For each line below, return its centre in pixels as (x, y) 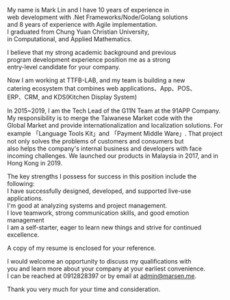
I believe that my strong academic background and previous (92, 52)
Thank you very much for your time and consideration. (84, 289)
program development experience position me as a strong (89, 60)
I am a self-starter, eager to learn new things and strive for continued (104, 227)
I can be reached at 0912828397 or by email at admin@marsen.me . (102, 276)
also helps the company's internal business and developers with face (104, 148)
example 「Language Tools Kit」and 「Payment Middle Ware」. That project (115, 134)
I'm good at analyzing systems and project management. (87, 206)
